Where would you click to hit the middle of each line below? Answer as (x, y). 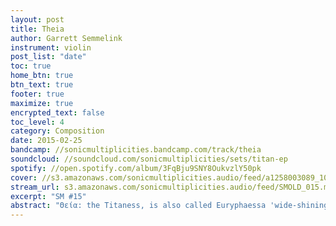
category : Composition (57, 131)
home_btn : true (42, 76)
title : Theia (37, 29)
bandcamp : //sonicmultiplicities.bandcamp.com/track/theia (136, 150)
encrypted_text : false (57, 112)
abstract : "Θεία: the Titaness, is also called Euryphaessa (138, 206)
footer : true (37, 94)
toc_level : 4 (37, 122)
